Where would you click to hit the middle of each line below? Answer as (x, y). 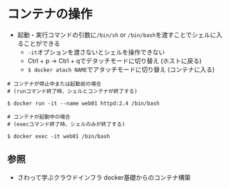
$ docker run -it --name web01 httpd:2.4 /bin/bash (83, 103)
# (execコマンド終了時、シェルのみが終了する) (66, 124)
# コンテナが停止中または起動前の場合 (54, 84)
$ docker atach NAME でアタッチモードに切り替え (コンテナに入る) (121, 69)
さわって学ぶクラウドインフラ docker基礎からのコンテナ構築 (104, 177)
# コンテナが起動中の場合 (39, 117)
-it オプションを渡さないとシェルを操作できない (96, 52)
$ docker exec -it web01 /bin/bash (59, 136)
